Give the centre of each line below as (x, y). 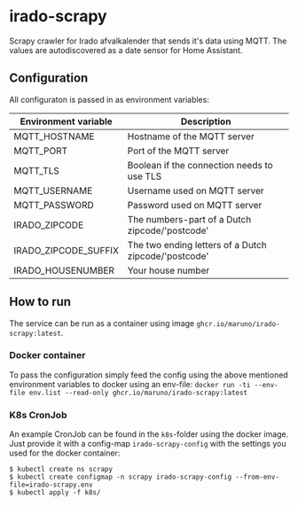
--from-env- (257, 477)
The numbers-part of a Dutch (189, 219)
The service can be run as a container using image (102, 323)
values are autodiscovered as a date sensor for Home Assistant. (126, 50)
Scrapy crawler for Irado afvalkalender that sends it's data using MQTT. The (148, 41)
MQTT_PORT (41, 151)
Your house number (169, 270)
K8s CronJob (38, 415)
